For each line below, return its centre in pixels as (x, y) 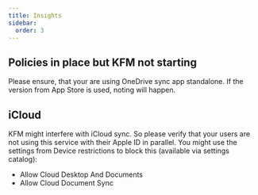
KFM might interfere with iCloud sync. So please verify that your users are (129, 134)
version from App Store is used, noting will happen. (92, 90)
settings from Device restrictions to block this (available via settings (119, 151)
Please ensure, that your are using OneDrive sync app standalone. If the (126, 82)
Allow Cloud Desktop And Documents (81, 174)
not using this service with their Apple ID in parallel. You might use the (123, 142)
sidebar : (23, 23)
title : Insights (35, 15)
